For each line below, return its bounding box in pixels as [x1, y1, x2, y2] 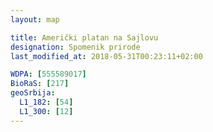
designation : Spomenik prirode [10, 42, 141, 52]
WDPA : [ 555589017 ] [10, 69, 87, 80]
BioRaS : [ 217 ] [10, 79, 70, 89]
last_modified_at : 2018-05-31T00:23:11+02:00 [10, 51, 203, 61]
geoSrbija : [10, 88, 56, 98]
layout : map [10, 14, 60, 25]
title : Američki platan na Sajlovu [10, 32, 159, 43]
